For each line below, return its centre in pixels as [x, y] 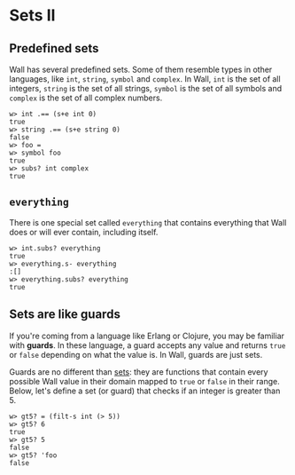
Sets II [32, 16]
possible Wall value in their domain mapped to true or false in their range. [145, 381]
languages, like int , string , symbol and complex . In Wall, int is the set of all [145, 79]
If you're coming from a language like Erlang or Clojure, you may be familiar [147, 336]
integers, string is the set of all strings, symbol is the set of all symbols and [146, 88]
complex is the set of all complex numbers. [86, 98]
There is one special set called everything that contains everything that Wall [148, 222]
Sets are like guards [65, 315]
